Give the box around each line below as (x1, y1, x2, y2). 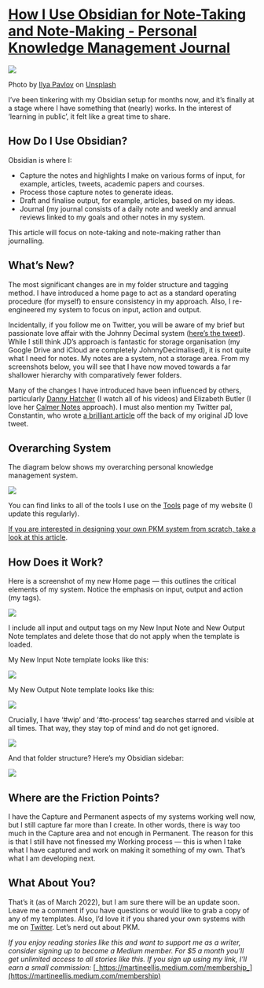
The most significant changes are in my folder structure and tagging (8, 279, 229, 289)
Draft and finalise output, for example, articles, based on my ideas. (19, 195, 236, 205)
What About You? (8, 876, 97, 890)
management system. (8, 470, 79, 481)
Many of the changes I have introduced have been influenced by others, (8, 385, 242, 395)
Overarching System (8, 441, 112, 455)
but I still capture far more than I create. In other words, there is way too (8, 820, 241, 829)
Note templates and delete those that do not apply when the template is (8, 632, 240, 641)
